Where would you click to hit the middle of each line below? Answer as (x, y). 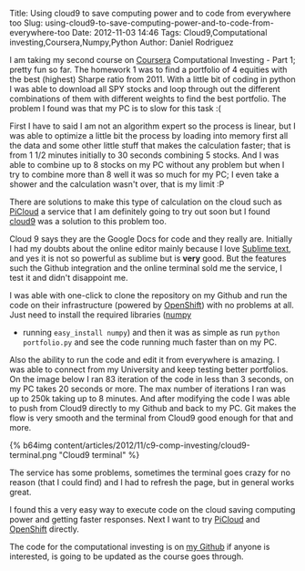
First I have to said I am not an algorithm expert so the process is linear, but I (152, 126)
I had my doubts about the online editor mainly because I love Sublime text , (150, 249)
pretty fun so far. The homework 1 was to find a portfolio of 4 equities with (148, 69)
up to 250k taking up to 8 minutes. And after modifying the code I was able (150, 399)
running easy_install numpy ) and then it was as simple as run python (151, 332)
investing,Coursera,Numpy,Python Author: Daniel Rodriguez (122, 42)
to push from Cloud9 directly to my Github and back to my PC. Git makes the (153, 408)
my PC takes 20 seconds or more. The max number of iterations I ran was (148, 389)
